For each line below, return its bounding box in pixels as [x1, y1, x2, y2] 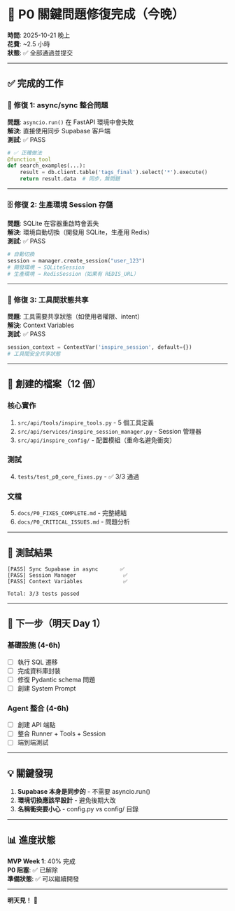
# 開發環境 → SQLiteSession [7, 264, 85, 271]
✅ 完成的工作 [7, 78, 64, 90]
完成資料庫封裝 [17, 666, 61, 674]
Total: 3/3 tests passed [7, 590, 80, 597]
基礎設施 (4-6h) [7, 640, 61, 650]
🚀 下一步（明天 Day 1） [7, 618, 106, 630]
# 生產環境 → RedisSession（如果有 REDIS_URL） [7, 270, 139, 277]
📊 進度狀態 [7, 834, 56, 846]
